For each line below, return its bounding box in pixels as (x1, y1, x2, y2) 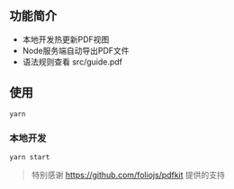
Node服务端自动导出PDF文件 (22, 45, 130, 56)
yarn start (9, 152, 50, 161)
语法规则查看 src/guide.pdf (22, 56, 123, 67)
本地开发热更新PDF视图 (22, 34, 110, 45)
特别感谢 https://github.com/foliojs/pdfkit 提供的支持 (31, 169, 225, 180)
